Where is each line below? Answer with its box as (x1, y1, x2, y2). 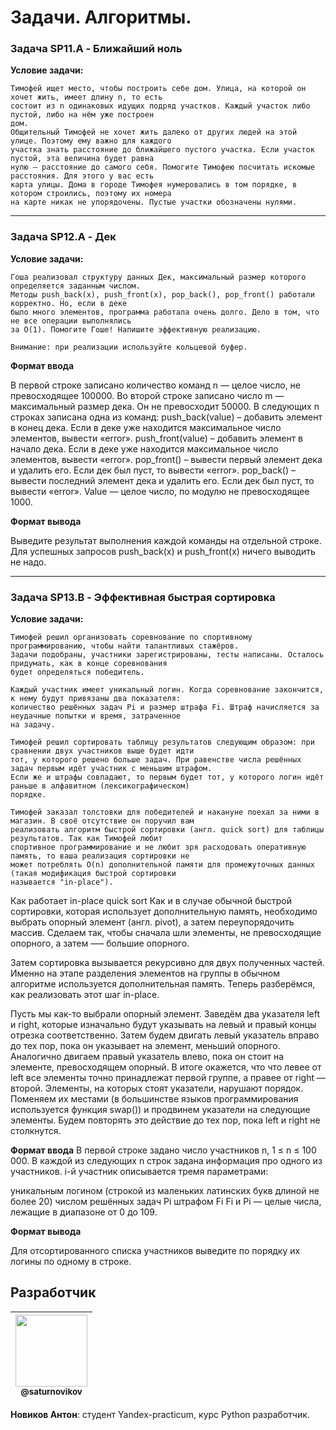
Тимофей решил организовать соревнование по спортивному (10, 632, 253, 643)
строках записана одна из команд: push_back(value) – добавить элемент (10, 411, 323, 423)
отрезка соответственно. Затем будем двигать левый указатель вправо (10, 1029, 320, 1041)
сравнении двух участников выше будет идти (10, 746, 195, 756)
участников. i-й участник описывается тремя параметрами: (10, 1166, 269, 1178)
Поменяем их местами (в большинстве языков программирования (10, 1093, 299, 1105)
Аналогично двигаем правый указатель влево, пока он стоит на (10, 1051, 285, 1063)
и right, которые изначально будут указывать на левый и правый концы (10, 1019, 317, 1031)
